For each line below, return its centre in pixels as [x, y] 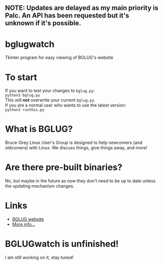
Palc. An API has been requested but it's [67, 16]
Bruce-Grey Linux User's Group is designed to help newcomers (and [74, 142]
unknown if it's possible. [43, 23]
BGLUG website [28, 219]
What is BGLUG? [39, 129]
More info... [24, 224]
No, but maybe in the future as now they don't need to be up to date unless [80, 181]
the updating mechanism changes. [40, 186]
